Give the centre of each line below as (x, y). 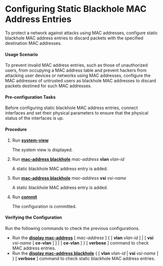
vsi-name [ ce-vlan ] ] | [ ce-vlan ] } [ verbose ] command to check (80, 243)
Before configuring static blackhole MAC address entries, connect (71, 108)
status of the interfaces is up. (35, 118)
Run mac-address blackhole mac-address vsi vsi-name (69, 178)
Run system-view (30, 140)
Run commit (25, 197)
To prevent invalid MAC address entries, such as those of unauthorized (76, 65)
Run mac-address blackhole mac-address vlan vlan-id (68, 159)
